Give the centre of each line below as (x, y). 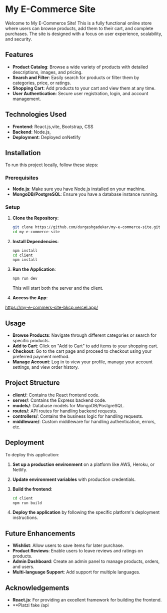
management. (27, 99)
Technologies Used (36, 114)
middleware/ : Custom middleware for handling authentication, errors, (84, 421)
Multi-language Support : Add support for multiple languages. (76, 572)
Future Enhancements (40, 533)
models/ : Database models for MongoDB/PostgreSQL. (68, 405)
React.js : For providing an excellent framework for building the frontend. (87, 600)
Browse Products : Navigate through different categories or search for (84, 335)
